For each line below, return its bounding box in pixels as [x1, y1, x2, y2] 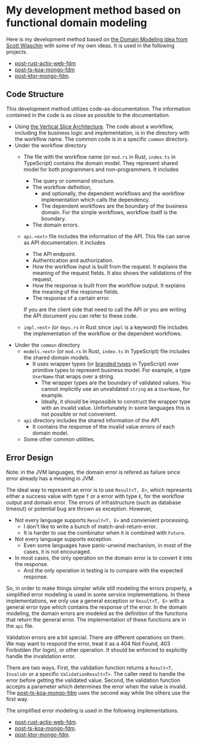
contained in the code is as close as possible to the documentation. [6, 111, 170, 118]
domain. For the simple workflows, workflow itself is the [41, 208, 177, 216]
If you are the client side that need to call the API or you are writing [23, 306, 186, 313]
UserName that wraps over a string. [32, 373, 115, 380]
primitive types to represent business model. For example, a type [32, 366, 191, 373]
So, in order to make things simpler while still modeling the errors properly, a [6, 584, 192, 591]
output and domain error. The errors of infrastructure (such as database [6, 499, 181, 506]
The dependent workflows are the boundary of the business [41, 202, 188, 209]
